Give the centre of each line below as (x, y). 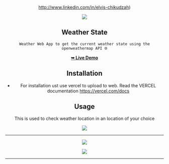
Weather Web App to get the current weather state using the (84, 44)
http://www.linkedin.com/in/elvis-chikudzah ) (84, 7)
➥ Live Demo (84, 58)
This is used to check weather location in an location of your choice (84, 119)
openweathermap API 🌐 (84, 48)
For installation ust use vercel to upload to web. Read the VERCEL (88, 85)
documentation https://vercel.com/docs (88, 91)
